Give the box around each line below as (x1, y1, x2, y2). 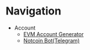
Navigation (5, 4, 61, 18)
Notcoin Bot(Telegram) (23, 37, 80, 44)
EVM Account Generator (23, 30, 84, 37)
